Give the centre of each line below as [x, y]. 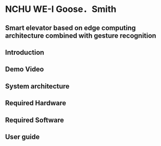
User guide [22, 137]
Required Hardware [36, 103]
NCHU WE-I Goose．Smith [61, 9]
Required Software [35, 120]
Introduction [25, 52]
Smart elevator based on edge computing [71, 28]
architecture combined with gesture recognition [81, 36]
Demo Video [25, 69]
